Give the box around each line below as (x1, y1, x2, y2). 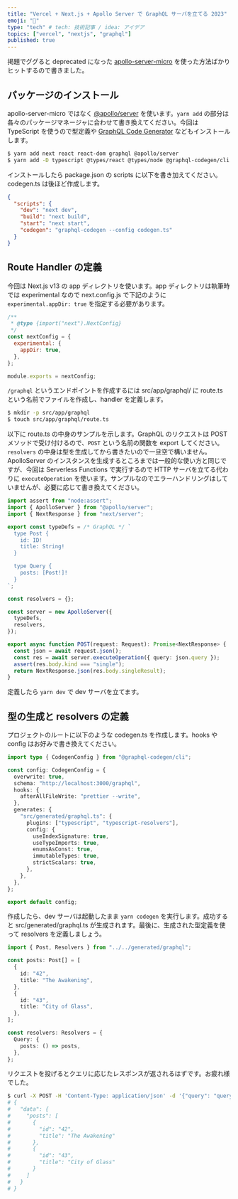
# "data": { (7, 1106, 50, 1113)
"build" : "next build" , (20, 213, 91, 220)
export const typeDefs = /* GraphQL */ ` (7, 523, 132, 531)
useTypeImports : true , (33, 839, 100, 846)
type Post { (13, 530, 50, 537)
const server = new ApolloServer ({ (7, 608, 113, 615)
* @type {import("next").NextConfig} (10, 320, 122, 327)
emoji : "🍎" (7, 17, 40, 24)
